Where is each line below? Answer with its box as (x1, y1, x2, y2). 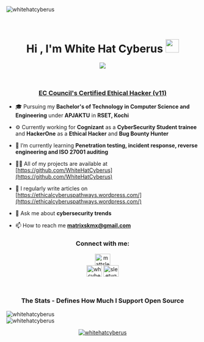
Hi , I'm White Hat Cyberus (26, 42, 164, 56)
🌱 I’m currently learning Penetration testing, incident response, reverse (15, 142, 198, 149)
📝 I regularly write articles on (15, 185, 88, 192)
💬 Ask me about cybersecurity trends (15, 210, 112, 217)
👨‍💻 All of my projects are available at (15, 160, 108, 168)
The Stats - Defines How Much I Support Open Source (21, 296, 184, 305)
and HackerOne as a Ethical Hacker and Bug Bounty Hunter (15, 130, 169, 137)
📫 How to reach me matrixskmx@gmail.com (15, 222, 131, 229)
